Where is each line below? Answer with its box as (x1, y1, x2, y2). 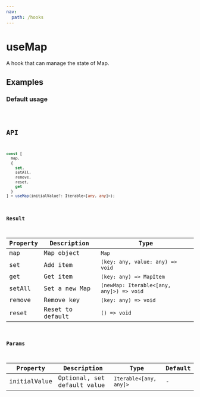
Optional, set (58, 374, 105, 382)
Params (6, 340, 26, 347)
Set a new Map (43, 284, 91, 293)
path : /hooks (11, 14, 44, 20)
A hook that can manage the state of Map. (6, 60, 110, 67)
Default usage (6, 95, 48, 103)
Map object (43, 249, 80, 257)
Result (6, 216, 26, 222)
